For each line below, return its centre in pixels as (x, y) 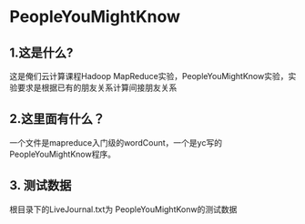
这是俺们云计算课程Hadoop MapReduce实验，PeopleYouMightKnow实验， (149, 76)
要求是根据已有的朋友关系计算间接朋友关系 (97, 87)
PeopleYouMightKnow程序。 (63, 154)
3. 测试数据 (41, 185)
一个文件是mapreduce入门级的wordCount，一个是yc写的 (116, 142)
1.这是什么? (41, 52)
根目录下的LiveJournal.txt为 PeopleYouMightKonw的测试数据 (123, 209)
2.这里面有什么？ (57, 119)
